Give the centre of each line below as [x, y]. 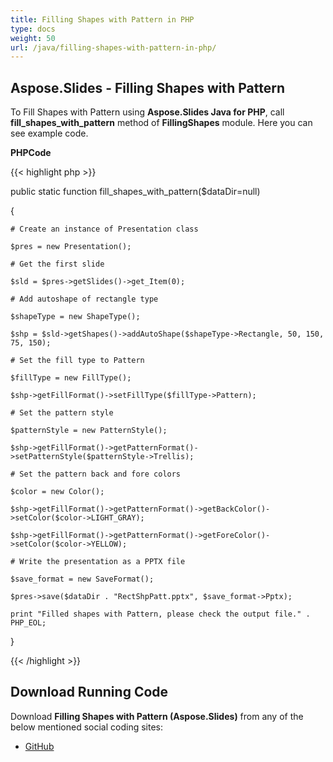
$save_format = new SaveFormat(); [82, 579]
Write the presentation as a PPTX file [102, 562]
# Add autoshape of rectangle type [84, 299]
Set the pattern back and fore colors [100, 474]
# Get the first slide [57, 264]
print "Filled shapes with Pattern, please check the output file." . [160, 614]
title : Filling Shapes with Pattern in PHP [102, 19]
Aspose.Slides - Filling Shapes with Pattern [148, 87]
